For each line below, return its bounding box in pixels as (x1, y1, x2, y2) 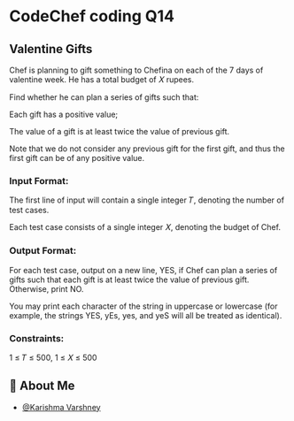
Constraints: (9, 332, 65, 344)
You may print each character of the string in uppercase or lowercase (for (9, 301, 278, 311)
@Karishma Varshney (21, 402, 101, 412)
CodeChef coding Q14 (9, 6, 175, 27)
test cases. (9, 205, 50, 216)
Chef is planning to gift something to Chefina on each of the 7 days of (9, 65, 264, 75)
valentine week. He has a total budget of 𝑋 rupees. (9, 74, 195, 85)
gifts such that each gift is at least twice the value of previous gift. (9, 274, 250, 285)
